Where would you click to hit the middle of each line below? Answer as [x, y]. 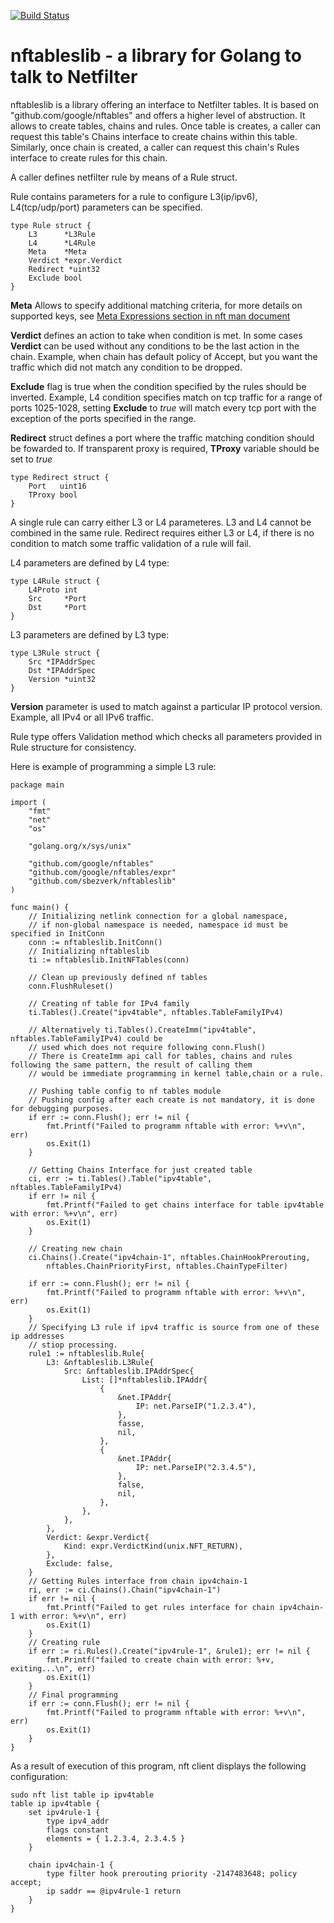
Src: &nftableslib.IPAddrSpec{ [129, 1371]
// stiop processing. [73, 1345]
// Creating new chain [75, 1248]
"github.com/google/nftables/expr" [102, 872]
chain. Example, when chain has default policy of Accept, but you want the [164, 356]
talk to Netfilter [74, 77]
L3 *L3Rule [62, 234]
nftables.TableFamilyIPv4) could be [86, 1038]
